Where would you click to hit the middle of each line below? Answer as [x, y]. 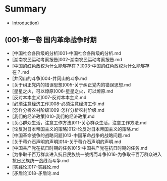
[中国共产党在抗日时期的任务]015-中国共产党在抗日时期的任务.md [80, 148]
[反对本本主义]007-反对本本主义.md [49, 97]
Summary [25, 9]
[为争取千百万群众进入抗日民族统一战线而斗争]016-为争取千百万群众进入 [87, 154]
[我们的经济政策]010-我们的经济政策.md [53, 116]
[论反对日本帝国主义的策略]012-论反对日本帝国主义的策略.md [75, 129]
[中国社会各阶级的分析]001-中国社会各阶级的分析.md [67, 53]
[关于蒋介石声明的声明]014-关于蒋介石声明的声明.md [67, 142]
